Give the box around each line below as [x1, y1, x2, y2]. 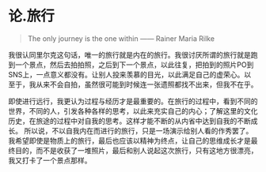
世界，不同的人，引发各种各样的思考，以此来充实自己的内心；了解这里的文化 [8, 106, 258, 115]
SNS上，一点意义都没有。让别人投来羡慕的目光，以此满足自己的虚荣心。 [8, 69, 245, 79]
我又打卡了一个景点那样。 [8, 155, 92, 165]
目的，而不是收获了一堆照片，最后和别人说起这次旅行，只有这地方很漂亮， [14, 145, 258, 155]
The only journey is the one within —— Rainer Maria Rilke [27, 33, 215, 43]
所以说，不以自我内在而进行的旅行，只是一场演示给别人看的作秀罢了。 [23, 125, 253, 135]
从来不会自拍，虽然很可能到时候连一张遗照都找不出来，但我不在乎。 [35, 80, 258, 89]
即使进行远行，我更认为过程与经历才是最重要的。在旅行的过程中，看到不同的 [8, 96, 258, 106]
